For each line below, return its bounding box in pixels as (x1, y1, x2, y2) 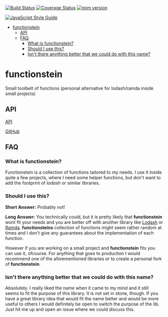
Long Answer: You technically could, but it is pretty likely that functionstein (5, 214, 162, 220)
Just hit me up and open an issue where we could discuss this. (5, 306, 135, 312)
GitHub (5, 128, 20, 134)
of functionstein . (5, 261, 41, 267)
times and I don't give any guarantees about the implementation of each (5, 229, 154, 236)
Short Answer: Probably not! (5, 204, 65, 210)
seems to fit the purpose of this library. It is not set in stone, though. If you (5, 290, 158, 296)
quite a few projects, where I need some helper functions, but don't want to (5, 175, 161, 181)
